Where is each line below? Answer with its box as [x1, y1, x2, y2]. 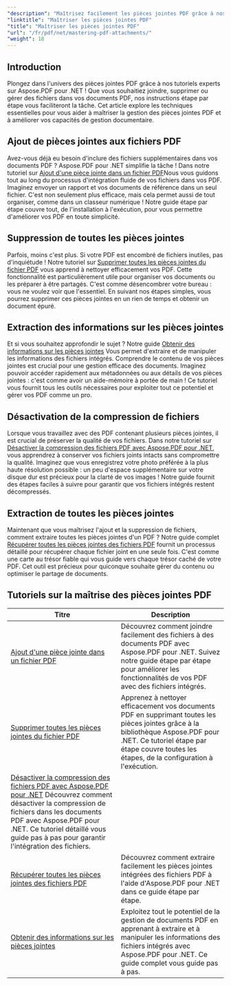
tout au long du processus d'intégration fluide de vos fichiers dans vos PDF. [7, 176, 222, 184]
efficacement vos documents [120, 701, 215, 711]
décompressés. [7, 487, 52, 496]
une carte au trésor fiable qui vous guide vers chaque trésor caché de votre [7, 555, 221, 563]
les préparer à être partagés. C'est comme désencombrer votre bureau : [7, 280, 212, 288]
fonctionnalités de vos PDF [120, 673, 208, 683]
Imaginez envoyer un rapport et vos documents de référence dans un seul [7, 183, 217, 191]
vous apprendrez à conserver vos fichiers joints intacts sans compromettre [7, 451, 220, 459]
